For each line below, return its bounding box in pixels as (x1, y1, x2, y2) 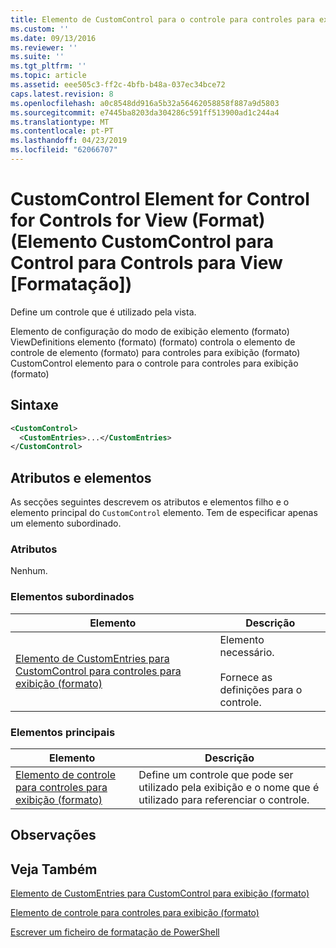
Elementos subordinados (10, 590, 135, 604)
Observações (10, 827, 97, 844)
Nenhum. (10, 565, 48, 577)
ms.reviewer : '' (10, 42, 78, 53)
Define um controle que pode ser (138, 767, 294, 781)
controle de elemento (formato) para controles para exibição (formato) (10, 346, 301, 358)
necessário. (219, 645, 275, 659)
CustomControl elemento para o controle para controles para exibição (10, 357, 299, 369)
